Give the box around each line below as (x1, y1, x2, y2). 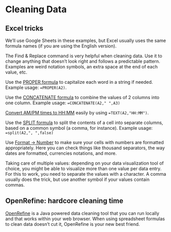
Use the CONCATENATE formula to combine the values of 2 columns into (5, 95, 160, 100)
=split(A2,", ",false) (5, 130, 54, 135)
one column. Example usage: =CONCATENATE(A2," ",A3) (5, 100, 120, 106)
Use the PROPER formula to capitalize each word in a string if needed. (5, 79, 153, 85)
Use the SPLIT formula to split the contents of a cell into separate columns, (5, 120, 163, 126)
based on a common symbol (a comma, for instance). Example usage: (5, 125, 153, 131)
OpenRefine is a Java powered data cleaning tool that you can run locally (5, 210, 160, 216)
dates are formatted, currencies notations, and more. (5, 150, 117, 156)
